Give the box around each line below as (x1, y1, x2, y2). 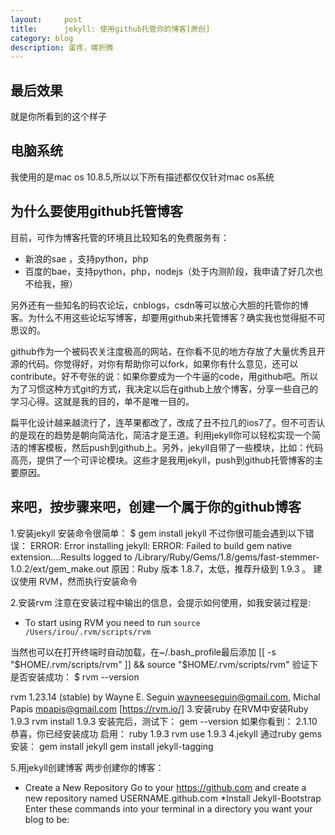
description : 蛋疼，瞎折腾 (10, 42, 114, 53)
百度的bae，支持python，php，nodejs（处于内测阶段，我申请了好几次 (24, 265, 315, 277)
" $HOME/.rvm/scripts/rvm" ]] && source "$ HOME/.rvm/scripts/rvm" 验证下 (10, 658, 319, 670)
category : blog (10, 33, 74, 43)
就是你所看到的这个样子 (10, 111, 107, 123)
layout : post (10, 14, 83, 25)
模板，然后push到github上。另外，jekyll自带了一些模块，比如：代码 (44, 441, 324, 453)
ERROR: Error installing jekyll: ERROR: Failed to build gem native (29, 539, 293, 551)
